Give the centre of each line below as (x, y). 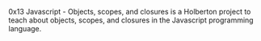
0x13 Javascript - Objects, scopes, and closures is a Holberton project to (130, 12)
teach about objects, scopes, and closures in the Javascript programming (131, 20)
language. (25, 29)
